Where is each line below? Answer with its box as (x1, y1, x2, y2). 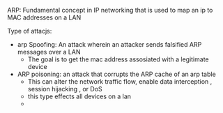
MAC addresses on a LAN (7, 13, 82, 22)
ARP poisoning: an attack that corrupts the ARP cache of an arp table (17, 70, 216, 78)
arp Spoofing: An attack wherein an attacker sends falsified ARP (17, 40, 202, 48)
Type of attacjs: (7, 27, 52, 35)
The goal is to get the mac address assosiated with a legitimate (27, 55, 209, 63)
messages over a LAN (17, 48, 81, 56)
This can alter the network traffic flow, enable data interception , (27, 77, 213, 86)
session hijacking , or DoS (27, 85, 102, 93)
